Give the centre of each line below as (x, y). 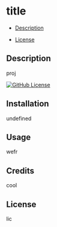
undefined (19, 118)
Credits (20, 171)
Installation (28, 104)
